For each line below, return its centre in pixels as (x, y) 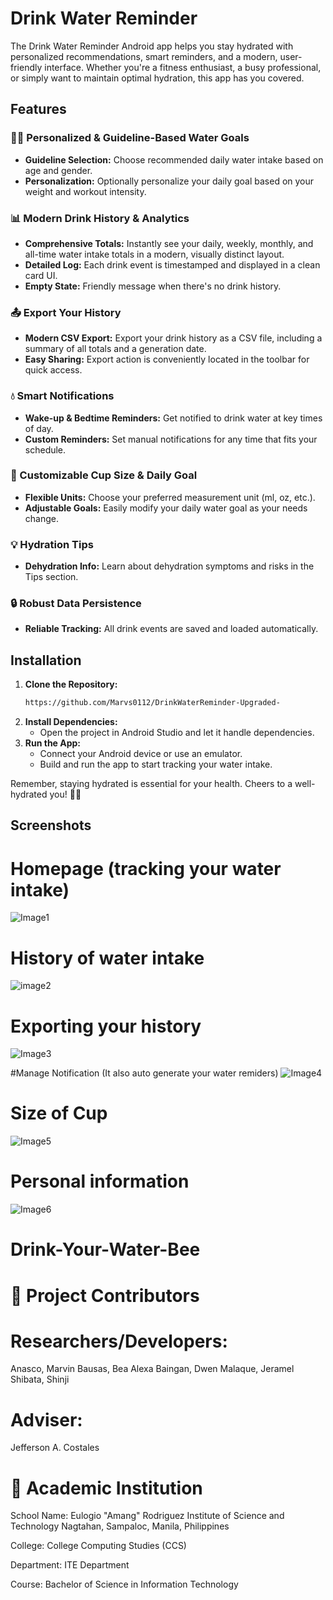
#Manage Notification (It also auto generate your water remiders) (144, 1073)
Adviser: (46, 1419)
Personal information (100, 1181)
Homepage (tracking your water (146, 868)
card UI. (41, 275)
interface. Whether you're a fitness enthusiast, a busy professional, (183, 67)
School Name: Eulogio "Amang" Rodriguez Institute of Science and (147, 1516)
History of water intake (107, 958)
